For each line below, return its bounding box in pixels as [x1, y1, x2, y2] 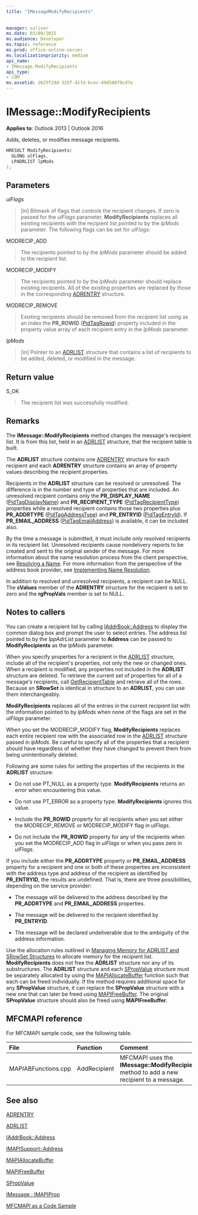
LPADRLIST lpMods [11, 159, 54, 164]
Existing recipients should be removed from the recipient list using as [20, 313, 189, 321]
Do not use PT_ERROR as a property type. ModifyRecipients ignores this [14, 798, 192, 805]
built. [6, 444, 19, 451]
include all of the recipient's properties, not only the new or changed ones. [6, 659, 187, 666]
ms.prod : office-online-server [6, 47, 83, 53]
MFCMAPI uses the [120, 1053, 173, 1061]
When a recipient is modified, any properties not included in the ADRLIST [6, 665, 184, 672]
